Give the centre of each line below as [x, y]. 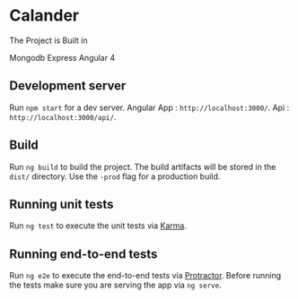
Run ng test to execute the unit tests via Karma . [98, 226]
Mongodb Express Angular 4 [62, 57]
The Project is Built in [48, 40]
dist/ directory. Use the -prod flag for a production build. [115, 176]
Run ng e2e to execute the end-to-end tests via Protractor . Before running [145, 276]
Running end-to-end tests [83, 254]
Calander [44, 16]
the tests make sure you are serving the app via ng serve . [115, 285]
